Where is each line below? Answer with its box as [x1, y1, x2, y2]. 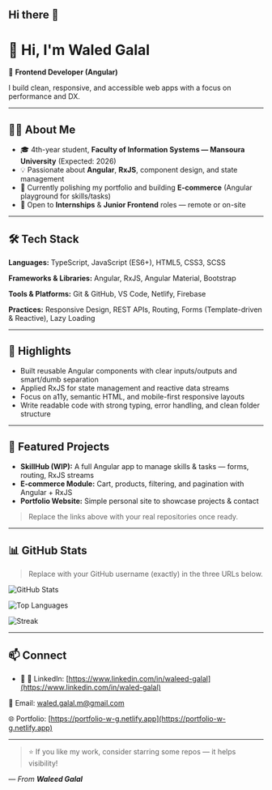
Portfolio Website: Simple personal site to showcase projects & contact [19, 496, 259, 506]
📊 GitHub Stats [8, 544, 87, 557]
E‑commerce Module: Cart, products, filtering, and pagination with [19, 479, 244, 489]
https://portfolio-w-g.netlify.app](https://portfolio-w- [50, 714, 227, 724]
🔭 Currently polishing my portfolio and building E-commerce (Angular [19, 183, 253, 193]
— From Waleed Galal [8, 775, 83, 784]
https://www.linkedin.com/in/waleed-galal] [68, 674, 211, 684]
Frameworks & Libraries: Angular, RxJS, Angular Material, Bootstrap [8, 273, 236, 283]
